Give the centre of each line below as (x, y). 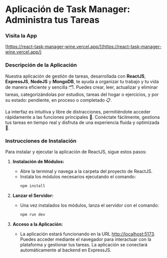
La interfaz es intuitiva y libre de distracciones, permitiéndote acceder (78, 111)
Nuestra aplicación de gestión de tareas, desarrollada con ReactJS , (76, 76)
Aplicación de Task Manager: (68, 9)
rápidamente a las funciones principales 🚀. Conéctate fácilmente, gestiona (82, 117)
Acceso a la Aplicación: (38, 224)
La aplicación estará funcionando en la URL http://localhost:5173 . (88, 234)
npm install (33, 186)
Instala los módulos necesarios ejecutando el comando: (78, 177)
